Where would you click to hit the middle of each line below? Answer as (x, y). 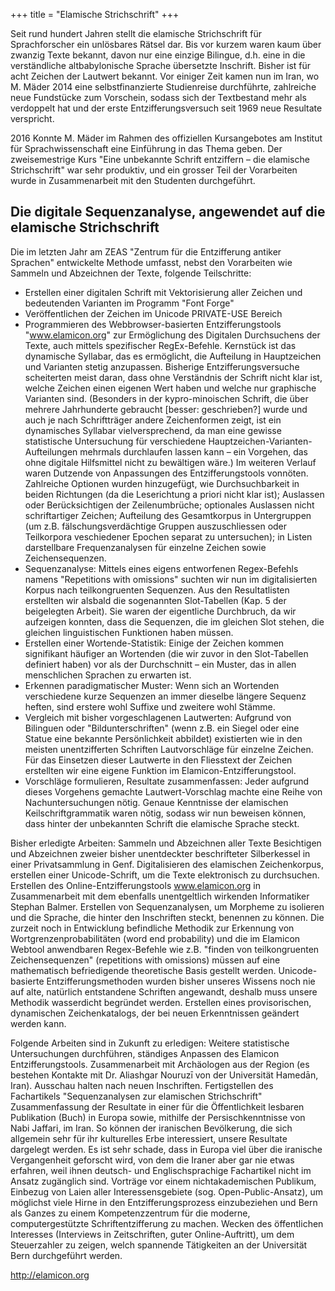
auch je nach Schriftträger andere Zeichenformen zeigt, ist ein (153, 420)
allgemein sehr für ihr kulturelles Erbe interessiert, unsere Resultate (149, 1138)
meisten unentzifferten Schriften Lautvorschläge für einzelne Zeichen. (169, 749)
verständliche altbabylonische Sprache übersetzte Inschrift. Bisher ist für (161, 65)
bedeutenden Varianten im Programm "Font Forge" (129, 303)
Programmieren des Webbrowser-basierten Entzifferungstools (153, 324)
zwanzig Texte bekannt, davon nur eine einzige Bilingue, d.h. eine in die (158, 55)
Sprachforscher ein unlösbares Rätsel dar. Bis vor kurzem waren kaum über (166, 44)
